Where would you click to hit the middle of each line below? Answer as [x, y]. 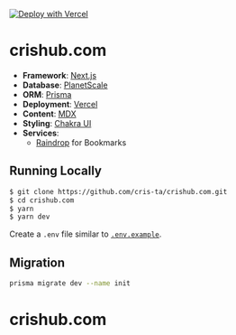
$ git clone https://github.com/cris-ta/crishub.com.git [118, 191]
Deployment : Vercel [60, 104]
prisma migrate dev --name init [70, 284]
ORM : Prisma [47, 94]
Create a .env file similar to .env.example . [86, 234]
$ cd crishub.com [42, 200]
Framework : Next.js [59, 75]
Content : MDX [49, 114]
